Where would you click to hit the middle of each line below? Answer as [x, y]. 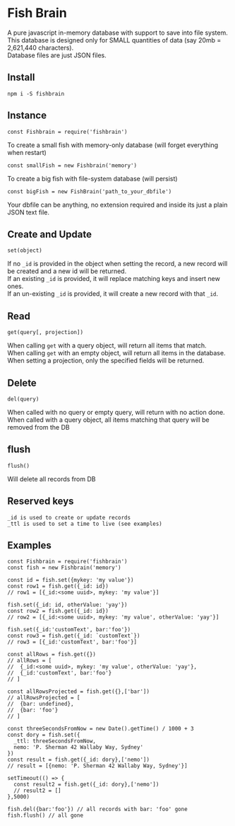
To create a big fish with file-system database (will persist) [92, 178]
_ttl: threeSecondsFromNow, [55, 741]
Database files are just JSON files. [57, 55]
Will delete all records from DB [52, 478]
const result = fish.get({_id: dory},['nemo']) [79, 760]
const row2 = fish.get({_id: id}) [58, 611]
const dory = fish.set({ [44, 735]
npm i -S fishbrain [36, 93]
